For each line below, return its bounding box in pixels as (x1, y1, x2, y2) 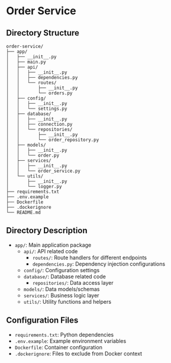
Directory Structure (6, 28, 80, 38)
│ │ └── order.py (6, 152, 60, 158)
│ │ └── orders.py (6, 90, 73, 96)
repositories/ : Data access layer (32, 279, 114, 286)
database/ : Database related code (23, 273, 107, 280)
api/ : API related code (23, 247, 78, 254)
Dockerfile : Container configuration (14, 343, 102, 351)
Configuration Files (6, 316, 79, 326)
